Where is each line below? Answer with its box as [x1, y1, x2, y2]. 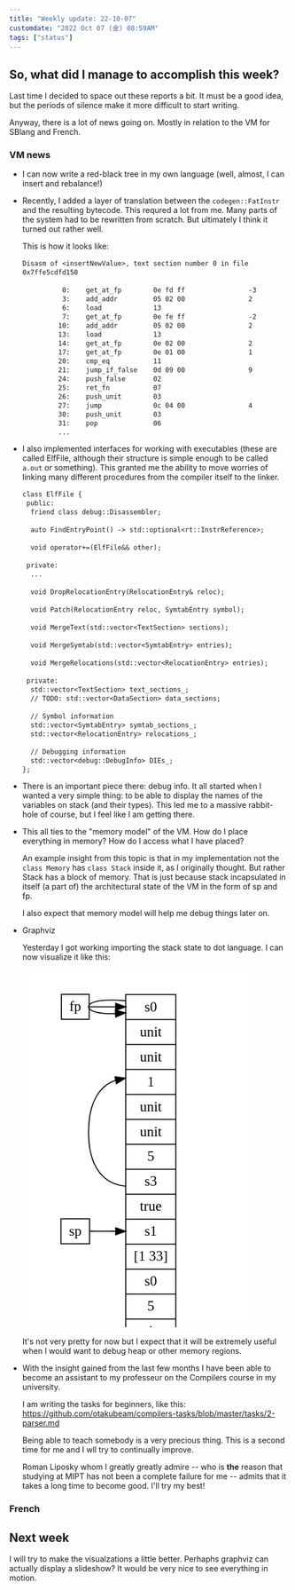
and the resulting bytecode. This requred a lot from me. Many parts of [21, 205, 277, 216]
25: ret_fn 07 [58, 384, 162, 392]
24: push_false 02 [58, 375, 162, 384]
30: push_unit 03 [58, 410, 162, 419]
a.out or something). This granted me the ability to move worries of [21, 463, 268, 473]
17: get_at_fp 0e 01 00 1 [58, 348, 253, 357]
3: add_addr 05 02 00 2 [61, 295, 253, 304]
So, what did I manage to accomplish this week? [9, 67, 280, 82]
